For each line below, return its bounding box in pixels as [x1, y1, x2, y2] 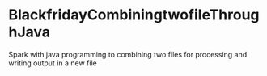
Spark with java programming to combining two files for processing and [8, 49, 248, 59]
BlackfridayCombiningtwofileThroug [8, 6, 261, 24]
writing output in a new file [8, 58, 97, 68]
